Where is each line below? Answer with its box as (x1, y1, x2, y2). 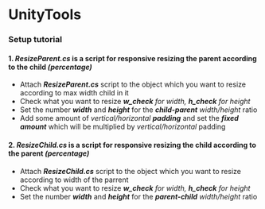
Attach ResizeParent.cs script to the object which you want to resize (19, 79, 247, 89)
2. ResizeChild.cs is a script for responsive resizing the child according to (8, 140, 256, 149)
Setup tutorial (8, 34, 62, 45)
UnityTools (8, 6, 82, 24)
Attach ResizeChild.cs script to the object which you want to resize (19, 166, 241, 176)
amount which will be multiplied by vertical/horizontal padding (19, 122, 226, 132)
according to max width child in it (19, 88, 129, 98)
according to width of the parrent (19, 175, 129, 184)
